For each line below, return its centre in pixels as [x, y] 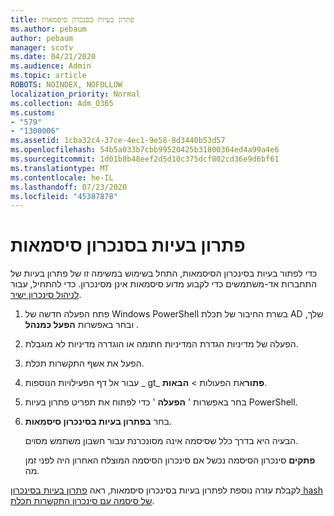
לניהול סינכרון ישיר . [46, 295]
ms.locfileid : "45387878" [64, 196]
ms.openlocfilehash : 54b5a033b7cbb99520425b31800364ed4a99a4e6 [145, 150]
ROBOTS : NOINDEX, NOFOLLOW [66, 85]
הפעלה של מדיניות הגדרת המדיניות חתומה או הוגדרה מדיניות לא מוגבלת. [161, 344]
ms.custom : [33, 112]
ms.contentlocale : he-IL [62, 177]
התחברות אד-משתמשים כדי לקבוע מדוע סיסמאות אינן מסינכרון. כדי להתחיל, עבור [164, 284]
